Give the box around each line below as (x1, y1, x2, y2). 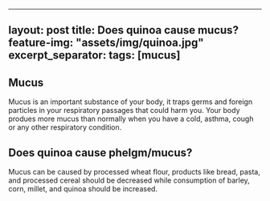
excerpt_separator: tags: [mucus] (8, 49, 181, 62)
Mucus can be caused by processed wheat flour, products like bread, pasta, (8, 167, 261, 177)
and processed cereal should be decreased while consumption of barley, (8, 175, 251, 185)
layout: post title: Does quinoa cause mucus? (8, 23, 239, 37)
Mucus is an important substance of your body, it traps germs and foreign (8, 97, 253, 107)
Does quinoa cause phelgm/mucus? (8, 146, 193, 159)
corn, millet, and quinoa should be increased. (8, 184, 158, 194)
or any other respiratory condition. (8, 123, 122, 132)
